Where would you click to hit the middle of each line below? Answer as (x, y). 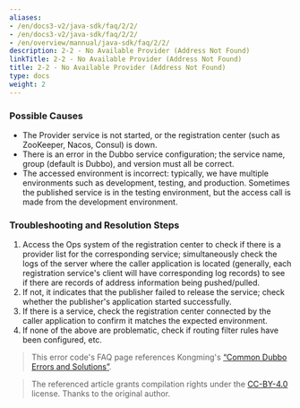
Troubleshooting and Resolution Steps (94, 225)
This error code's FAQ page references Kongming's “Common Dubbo (159, 357)
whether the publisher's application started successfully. (127, 302)
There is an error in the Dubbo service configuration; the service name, (154, 154)
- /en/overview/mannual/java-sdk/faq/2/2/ (90, 43)
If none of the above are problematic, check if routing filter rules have (150, 330)
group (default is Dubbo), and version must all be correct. (128, 163)
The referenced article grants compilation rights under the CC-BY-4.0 (159, 384)
